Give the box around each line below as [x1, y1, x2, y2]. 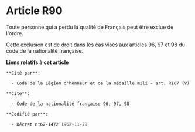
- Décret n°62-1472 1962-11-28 [11, 121, 88, 127]
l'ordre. [6, 29, 23, 36]
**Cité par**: [6, 70, 41, 76]
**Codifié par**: [6, 111, 49, 117]
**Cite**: [6, 90, 30, 96]
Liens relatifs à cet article [6, 59, 69, 66]
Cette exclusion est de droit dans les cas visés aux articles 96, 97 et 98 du [6, 41, 186, 48]
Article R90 [6, 4, 63, 18]
